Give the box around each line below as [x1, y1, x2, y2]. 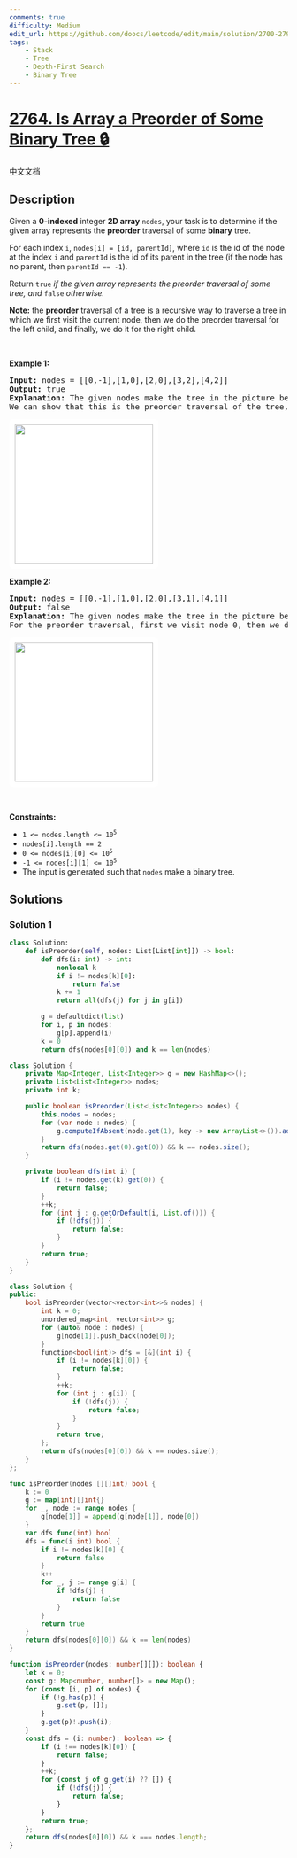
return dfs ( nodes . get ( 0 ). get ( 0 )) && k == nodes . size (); [41, 1143, 251, 1152]
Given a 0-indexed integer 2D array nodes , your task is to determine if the [9, 215, 278, 226]
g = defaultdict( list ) [41, 1012, 125, 1022]
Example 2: [9, 576, 51, 587]
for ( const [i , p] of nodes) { [25, 1684, 141, 1693]
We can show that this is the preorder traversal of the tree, [9, 401, 289, 412]
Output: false [9, 602, 71, 612]
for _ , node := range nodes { [25, 1504, 137, 1513]
